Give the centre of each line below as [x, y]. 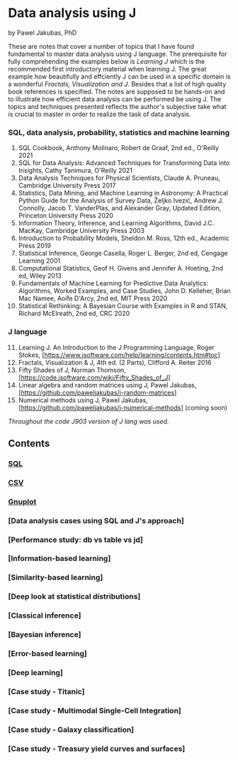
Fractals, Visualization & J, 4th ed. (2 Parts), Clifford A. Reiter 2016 [115, 362]
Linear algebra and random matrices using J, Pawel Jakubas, [107, 385]
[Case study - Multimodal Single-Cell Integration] [95, 710]
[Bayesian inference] [45, 635]
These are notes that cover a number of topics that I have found [101, 46]
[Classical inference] [45, 616]
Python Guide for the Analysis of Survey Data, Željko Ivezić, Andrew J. [121, 200]
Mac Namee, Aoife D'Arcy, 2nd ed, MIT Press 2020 [93, 298]
